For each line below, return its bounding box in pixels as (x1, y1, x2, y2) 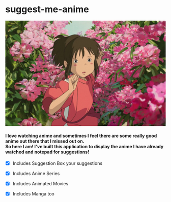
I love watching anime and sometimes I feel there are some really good (5, 133, 157, 139)
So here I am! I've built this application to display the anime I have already (5, 144, 164, 150)
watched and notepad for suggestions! (5, 149, 90, 155)
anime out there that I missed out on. (5, 138, 85, 144)
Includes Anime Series (12, 170, 60, 176)
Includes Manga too (12, 191, 54, 197)
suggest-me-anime (5, 4, 89, 15)
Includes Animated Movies (12, 181, 69, 186)
